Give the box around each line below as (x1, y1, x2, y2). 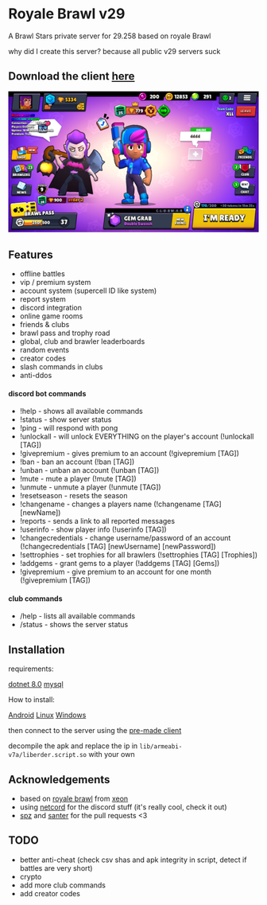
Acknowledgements (8, 773, 110, 786)
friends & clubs (19, 320, 70, 330)
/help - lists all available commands (19, 611, 136, 621)
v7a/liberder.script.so (8, 751, 87, 759)
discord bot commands (8, 388, 87, 398)
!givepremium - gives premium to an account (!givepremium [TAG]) (19, 449, 240, 458)
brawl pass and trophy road (19, 328, 110, 338)
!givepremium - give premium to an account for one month (19, 567, 212, 577)
